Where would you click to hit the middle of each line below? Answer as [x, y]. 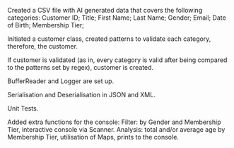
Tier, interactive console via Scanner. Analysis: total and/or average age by [116, 129]
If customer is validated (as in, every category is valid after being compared [117, 60]
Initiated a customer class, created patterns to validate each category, [109, 39]
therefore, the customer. [42, 46]
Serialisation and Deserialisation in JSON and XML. [81, 95]
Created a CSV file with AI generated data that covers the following [105, 10]
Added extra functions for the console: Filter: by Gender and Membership [114, 122]
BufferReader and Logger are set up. [61, 81]
